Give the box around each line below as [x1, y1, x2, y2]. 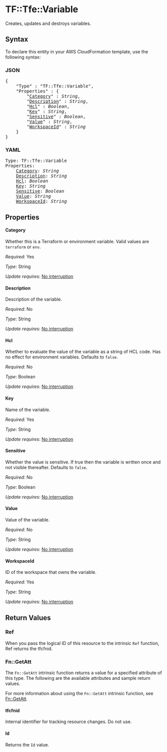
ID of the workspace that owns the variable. [5, 569, 96, 575]
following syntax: [5, 54, 41, 60]
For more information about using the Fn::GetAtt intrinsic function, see [5, 691, 154, 697]
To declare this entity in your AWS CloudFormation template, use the [5, 48, 148, 54]
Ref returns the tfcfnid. [5, 645, 53, 651]
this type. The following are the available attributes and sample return [5, 675, 151, 681]
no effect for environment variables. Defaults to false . [5, 354, 118, 360]
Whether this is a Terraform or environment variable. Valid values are [5, 238, 149, 244]
